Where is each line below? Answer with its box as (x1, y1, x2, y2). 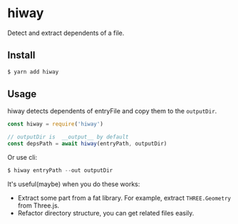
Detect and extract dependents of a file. (7, 29, 125, 37)
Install (7, 49, 36, 61)
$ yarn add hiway (7, 68, 59, 76)
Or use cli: (7, 153, 38, 162)
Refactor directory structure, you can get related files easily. (17, 208, 195, 217)
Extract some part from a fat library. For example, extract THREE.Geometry (17, 193, 232, 202)
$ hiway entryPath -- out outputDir (7, 167, 113, 174)
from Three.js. (17, 201, 60, 210)
